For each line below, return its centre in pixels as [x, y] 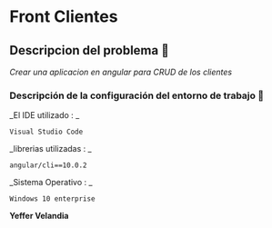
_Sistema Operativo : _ [51, 183]
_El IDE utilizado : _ [45, 115]
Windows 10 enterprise [52, 199]
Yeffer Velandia [39, 216]
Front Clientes [64, 17]
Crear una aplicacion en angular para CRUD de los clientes [121, 72]
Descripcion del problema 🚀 [90, 50]
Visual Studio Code [46, 132]
